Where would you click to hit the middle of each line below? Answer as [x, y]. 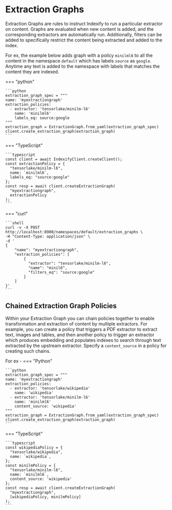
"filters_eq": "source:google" [61, 272]
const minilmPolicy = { [31, 465]
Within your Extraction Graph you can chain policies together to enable [80, 318]
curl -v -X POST [23, 227]
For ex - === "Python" [29, 361]
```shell [15, 223]
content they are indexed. [32, 72]
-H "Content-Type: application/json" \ [48, 236]
